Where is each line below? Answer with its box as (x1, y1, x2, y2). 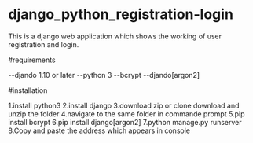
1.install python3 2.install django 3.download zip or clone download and (8, 101, 240, 110)
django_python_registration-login (8, 5, 234, 24)
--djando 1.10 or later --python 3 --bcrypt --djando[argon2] (8, 70, 200, 79)
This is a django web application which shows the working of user (8, 31, 222, 41)
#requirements (8, 55, 57, 64)
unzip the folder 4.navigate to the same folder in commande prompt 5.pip (8, 108, 245, 119)
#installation (8, 85, 48, 95)
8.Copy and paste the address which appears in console (8, 126, 191, 135)
